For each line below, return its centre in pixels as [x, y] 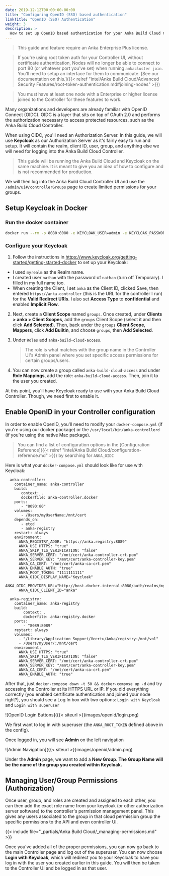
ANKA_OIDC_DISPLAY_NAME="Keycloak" [56, 577]
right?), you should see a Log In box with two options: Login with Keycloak [83, 699]
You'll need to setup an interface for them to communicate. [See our [88, 73]
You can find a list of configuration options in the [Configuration [83, 444]
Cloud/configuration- [120, 450]
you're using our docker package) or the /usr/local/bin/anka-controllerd [82, 429]
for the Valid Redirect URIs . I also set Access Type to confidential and [86, 299]
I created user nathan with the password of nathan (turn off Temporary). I [88, 277]
